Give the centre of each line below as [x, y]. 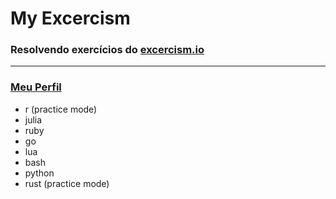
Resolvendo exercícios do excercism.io [107, 50]
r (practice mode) [61, 109]
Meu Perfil [36, 87]
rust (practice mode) [67, 183]
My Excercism [70, 18]
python [39, 173]
